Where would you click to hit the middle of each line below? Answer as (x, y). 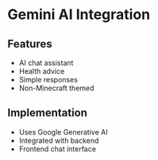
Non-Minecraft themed (56, 88)
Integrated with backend (59, 140)
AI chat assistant (46, 63)
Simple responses (48, 80)
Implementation (48, 113)
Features (30, 44)
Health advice (42, 71)
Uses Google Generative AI (63, 131)
